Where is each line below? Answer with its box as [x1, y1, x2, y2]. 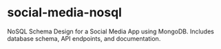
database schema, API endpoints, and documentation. [7, 34, 161, 42]
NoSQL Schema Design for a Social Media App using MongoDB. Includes [7, 27, 215, 35]
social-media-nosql [7, 5, 123, 20]
